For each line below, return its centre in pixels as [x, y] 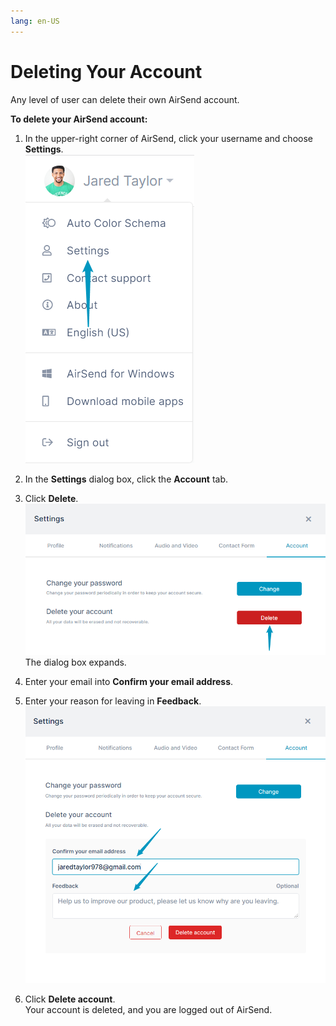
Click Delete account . [70, 999]
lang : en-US [35, 21]
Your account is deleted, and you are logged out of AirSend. [148, 1009]
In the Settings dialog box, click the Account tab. [126, 479]
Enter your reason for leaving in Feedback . [113, 701]
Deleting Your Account [106, 71]
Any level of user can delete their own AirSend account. [125, 99]
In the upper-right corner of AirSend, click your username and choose [168, 138]
